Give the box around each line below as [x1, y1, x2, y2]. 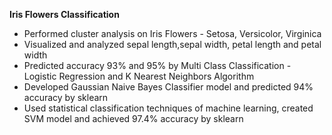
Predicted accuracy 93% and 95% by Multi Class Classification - [23, 60, 292, 71]
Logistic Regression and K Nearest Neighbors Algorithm [23, 70, 255, 82]
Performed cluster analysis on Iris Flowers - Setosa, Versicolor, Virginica [23, 28, 322, 39]
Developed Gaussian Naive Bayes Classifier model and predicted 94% [23, 81, 314, 93]
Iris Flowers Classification [9, 9, 120, 20]
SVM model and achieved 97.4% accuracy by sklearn [23, 113, 244, 124]
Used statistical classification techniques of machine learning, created [23, 102, 314, 114]
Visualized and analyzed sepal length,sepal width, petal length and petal [23, 39, 322, 50]
